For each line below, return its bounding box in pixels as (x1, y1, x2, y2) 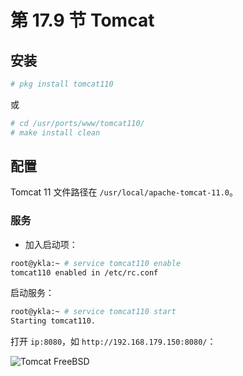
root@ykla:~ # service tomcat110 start (10, 307, 177, 317)
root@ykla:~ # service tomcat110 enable (10, 258, 182, 268)
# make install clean (10, 127, 101, 138)
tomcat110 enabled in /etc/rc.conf (10, 267, 159, 278)
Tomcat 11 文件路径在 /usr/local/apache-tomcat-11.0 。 (10, 186, 238, 198)
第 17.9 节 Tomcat (10, 9, 155, 32)
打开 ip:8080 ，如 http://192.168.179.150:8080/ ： (10, 336, 217, 348)
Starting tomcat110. (10, 316, 97, 326)
